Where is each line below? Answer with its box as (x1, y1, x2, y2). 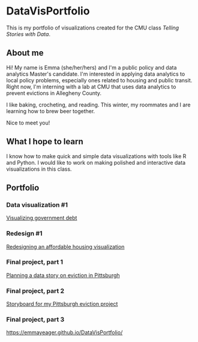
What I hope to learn (6, 136, 83, 147)
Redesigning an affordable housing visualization (6, 243, 125, 250)
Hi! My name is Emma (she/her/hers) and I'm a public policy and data (6, 64, 177, 71)
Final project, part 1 (6, 258, 64, 266)
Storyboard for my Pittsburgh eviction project (6, 301, 118, 308)
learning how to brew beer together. (6, 107, 95, 115)
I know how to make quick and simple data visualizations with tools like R (6, 152, 187, 160)
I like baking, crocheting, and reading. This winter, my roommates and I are (6, 101, 191, 108)
